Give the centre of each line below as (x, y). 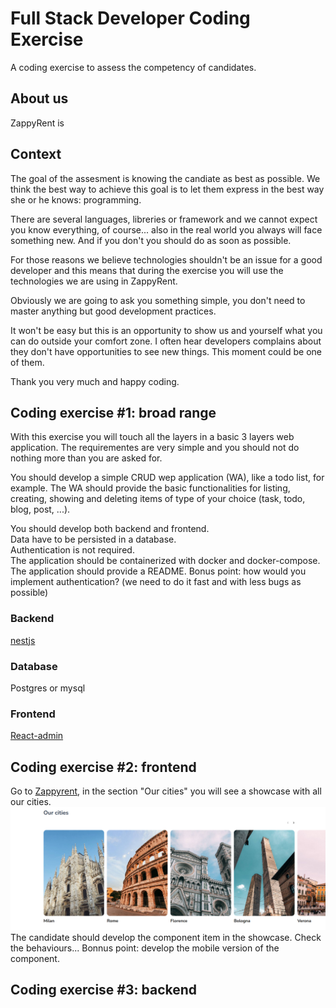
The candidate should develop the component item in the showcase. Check (166, 937)
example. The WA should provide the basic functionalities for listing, (150, 488)
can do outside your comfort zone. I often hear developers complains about (166, 341)
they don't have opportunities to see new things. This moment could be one (166, 351)
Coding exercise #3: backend (104, 990)
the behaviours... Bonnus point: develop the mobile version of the (145, 948)
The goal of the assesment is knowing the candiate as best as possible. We (165, 178)
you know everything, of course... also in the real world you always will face (166, 229)
